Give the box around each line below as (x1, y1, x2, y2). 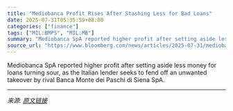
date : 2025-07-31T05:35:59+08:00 (7, 17, 104, 23)
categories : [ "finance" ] (7, 23, 79, 30)
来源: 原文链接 (7, 97, 47, 104)
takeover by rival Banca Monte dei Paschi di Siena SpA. (7, 76, 165, 83)
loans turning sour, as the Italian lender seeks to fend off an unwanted (7, 68, 207, 77)
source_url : (7, 42, 42, 49)
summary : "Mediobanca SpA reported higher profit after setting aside (7, 36, 216, 43)
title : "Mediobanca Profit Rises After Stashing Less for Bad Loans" (7, 10, 213, 17)
